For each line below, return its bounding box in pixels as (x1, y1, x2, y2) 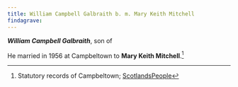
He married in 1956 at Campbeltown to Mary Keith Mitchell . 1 (7, 50, 184, 60)
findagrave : (7, 17, 42, 24)
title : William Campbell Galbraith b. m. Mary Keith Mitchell (7, 10, 195, 18)
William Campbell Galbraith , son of (7, 36, 113, 45)
